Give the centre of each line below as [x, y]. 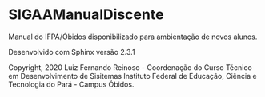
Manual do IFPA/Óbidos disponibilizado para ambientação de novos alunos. [133, 37]
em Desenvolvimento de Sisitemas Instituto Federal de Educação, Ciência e [133, 76]
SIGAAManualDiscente [86, 15]
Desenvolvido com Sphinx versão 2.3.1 [72, 52]
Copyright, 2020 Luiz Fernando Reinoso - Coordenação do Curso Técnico [130, 67]
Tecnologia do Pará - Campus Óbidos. [71, 84]
